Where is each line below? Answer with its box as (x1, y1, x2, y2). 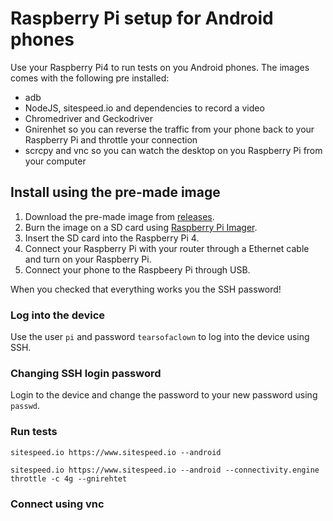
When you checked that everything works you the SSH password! (10, 283, 282, 295)
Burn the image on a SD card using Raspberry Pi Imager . (24, 221, 258, 233)
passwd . (10, 400, 40, 412)
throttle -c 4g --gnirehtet (10, 473, 128, 484)
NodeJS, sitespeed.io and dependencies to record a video (24, 102, 265, 114)
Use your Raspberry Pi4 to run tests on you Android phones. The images (10, 61, 310, 73)
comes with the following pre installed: (10, 72, 170, 84)
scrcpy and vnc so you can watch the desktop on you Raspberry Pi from (24, 144, 323, 156)
